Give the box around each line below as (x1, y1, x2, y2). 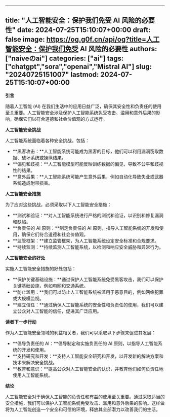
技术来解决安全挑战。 (12, 359, 57, 365)
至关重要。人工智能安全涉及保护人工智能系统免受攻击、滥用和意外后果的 (5, 110, 156, 116)
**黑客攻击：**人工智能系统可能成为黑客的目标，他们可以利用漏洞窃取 (12, 148, 159, 154)
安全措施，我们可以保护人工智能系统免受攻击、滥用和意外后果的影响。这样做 (5, 400, 165, 406)
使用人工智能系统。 (12, 372, 53, 378)
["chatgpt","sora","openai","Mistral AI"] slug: (5, 62, 152, 71)
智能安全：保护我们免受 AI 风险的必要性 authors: (5, 45, 157, 53)
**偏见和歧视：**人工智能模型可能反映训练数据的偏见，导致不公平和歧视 (12, 161, 163, 167)
